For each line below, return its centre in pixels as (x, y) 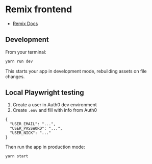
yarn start (17, 156)
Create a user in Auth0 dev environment (55, 105)
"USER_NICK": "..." (31, 133)
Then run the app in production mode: (45, 147)
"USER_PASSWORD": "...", (36, 129)
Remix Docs (25, 24)
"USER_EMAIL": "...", (33, 124)
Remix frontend (39, 9)
